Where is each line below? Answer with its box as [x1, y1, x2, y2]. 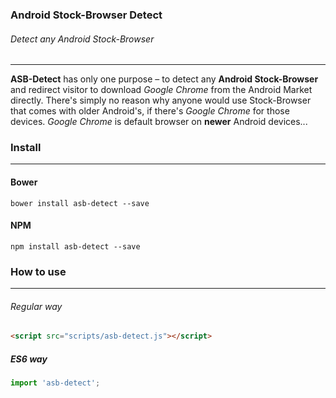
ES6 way [10, 353, 48, 365]
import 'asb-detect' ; [10, 378, 101, 388]
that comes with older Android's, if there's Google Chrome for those [10, 105, 290, 117]
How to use [10, 264, 67, 278]
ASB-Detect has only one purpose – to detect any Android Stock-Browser [10, 73, 319, 85]
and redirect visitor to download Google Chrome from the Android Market [10, 84, 313, 96]
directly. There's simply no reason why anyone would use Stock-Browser [10, 94, 312, 107]
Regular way [10, 300, 63, 312]
